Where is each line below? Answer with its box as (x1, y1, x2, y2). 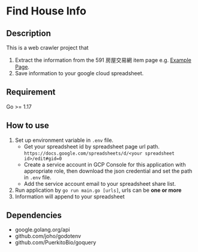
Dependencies (6, 211, 62, 221)
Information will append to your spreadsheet (14, 192, 125, 200)
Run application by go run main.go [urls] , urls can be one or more (14, 186, 182, 194)
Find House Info (6, 4, 87, 18)
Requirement (6, 87, 56, 97)
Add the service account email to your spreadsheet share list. (23, 180, 176, 187)
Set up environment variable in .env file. (14, 137, 114, 144)
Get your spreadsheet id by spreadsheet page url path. (23, 143, 160, 150)
